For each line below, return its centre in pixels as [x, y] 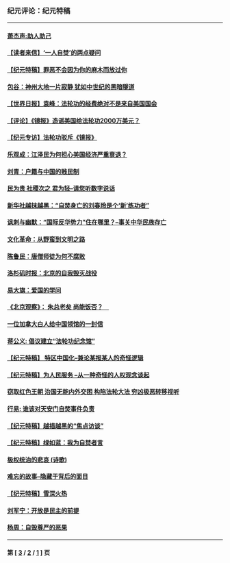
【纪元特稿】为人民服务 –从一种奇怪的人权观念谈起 [78, 375]
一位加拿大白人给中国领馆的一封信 [55, 324]
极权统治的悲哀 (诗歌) [37, 460]
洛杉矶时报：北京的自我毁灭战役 [52, 273]
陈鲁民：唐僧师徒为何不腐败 [46, 256]
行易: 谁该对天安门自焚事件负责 [51, 408]
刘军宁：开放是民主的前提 [43, 510]
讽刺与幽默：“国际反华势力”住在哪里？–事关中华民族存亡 [87, 222]
